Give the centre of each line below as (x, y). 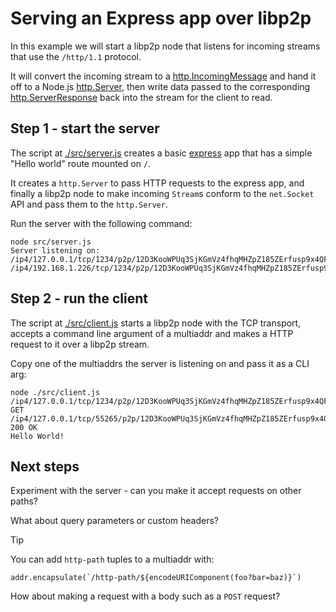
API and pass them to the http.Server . (89, 204)
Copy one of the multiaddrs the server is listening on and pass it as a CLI (160, 363)
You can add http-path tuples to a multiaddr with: (112, 559)
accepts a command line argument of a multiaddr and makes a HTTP (152, 333)
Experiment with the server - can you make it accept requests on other (156, 491)
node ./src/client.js (55, 392)
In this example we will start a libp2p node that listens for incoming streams (165, 46)
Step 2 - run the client (79, 298)
